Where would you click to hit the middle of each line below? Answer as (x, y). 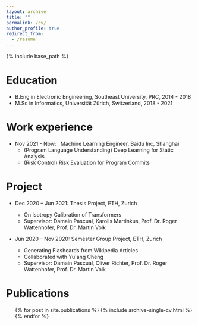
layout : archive (26, 12)
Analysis (34, 156)
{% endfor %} (32, 316)
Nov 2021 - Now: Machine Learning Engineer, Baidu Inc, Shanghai (97, 143)
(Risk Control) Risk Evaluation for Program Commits (87, 162)
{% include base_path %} (37, 56)
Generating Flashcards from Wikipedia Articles (81, 250)
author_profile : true (33, 28)
